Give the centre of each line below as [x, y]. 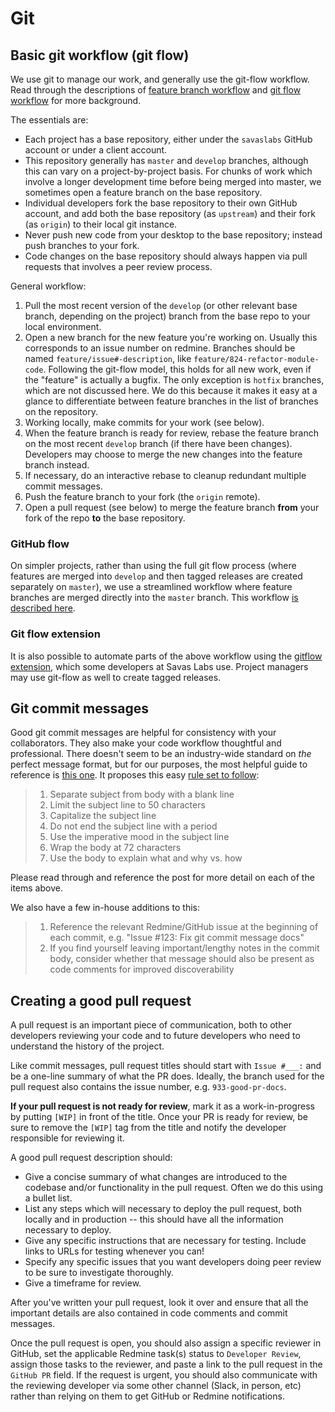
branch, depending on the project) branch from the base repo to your [167, 316]
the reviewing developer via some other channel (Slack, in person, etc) [156, 1386]
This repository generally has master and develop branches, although [166, 160]
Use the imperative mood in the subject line [139, 837]
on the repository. [61, 411]
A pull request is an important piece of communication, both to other [151, 1025]
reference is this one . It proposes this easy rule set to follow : [135, 775]
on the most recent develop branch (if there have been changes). [158, 443]
